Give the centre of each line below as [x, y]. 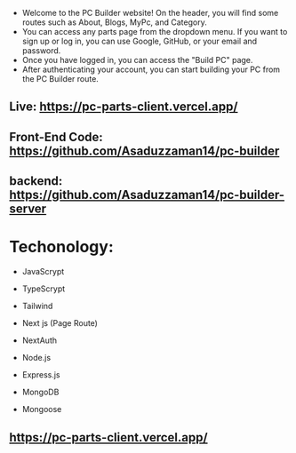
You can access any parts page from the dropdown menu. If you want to [155, 32]
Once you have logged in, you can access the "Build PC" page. [137, 60]
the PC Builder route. [60, 79]
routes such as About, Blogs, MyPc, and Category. [114, 22]
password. [41, 51]
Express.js [41, 375]
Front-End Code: [56, 137]
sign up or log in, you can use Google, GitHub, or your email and [140, 41]
